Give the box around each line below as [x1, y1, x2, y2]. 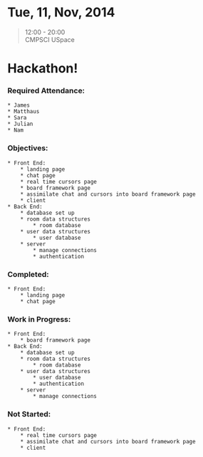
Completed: [7, 269, 49, 279]
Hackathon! [7, 61, 78, 77]
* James [7, 102, 31, 109]
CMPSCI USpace [24, 35, 75, 43]
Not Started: [7, 409, 51, 419]
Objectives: [7, 143, 48, 153]
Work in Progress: [7, 314, 71, 324]
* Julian [7, 120, 33, 128]
